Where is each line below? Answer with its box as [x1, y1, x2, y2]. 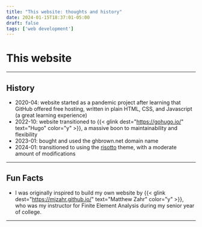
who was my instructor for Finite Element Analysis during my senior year [14, 202, 195, 209]
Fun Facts [6, 173, 44, 184]
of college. [14, 208, 42, 216]
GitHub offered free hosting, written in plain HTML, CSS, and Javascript [14, 105, 192, 112]
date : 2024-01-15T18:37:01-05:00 [6, 14, 90, 20]
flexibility [14, 131, 38, 138]
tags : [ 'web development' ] [6, 25, 74, 32]
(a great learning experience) [14, 112, 88, 119]
